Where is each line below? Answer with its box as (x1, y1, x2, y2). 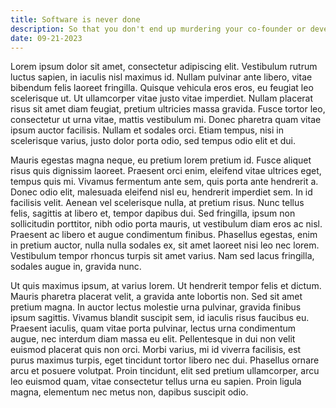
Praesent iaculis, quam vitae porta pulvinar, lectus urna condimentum (10, 322, 297, 335)
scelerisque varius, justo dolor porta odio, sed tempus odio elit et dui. (10, 135, 296, 147)
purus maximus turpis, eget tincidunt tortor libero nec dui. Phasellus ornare (10, 354, 320, 366)
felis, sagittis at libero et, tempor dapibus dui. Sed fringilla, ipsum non (10, 207, 296, 220)
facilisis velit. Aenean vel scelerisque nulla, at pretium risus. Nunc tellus (10, 197, 305, 209)
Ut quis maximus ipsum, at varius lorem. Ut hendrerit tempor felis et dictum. (10, 280, 322, 292)
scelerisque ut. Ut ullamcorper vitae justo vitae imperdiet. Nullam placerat (10, 92, 314, 105)
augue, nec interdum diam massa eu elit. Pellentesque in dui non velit (10, 333, 296, 345)
